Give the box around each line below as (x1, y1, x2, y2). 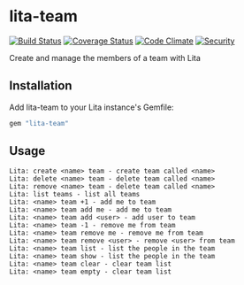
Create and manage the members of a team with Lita (9, 52, 202, 63)
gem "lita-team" (9, 119, 69, 127)
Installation (9, 78, 72, 94)
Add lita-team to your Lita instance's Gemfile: (9, 102, 174, 112)
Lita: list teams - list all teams (9, 190, 141, 199)
